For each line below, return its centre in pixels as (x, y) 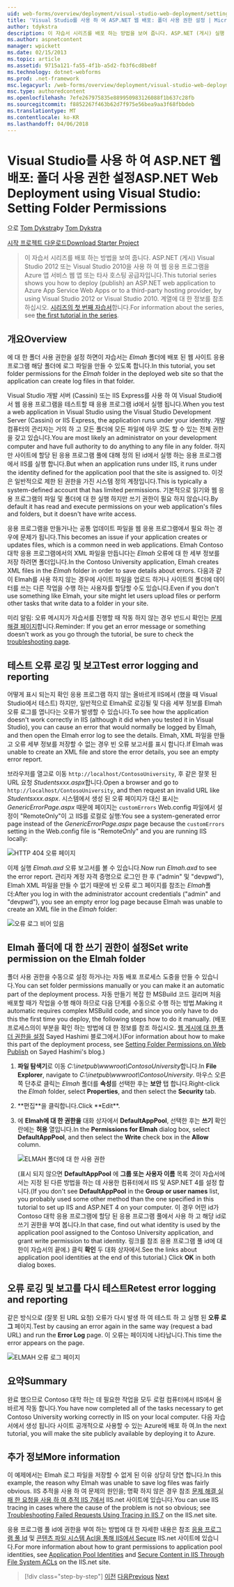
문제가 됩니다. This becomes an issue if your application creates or (114, 537)
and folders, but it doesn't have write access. (72, 514)
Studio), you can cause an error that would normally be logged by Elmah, (112, 727)
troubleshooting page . (39, 641)
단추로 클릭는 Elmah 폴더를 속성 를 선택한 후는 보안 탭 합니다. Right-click (122, 1083)
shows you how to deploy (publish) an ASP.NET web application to (120, 283)
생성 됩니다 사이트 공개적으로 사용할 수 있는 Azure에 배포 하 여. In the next (126, 1425)
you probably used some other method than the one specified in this (116, 1199)
